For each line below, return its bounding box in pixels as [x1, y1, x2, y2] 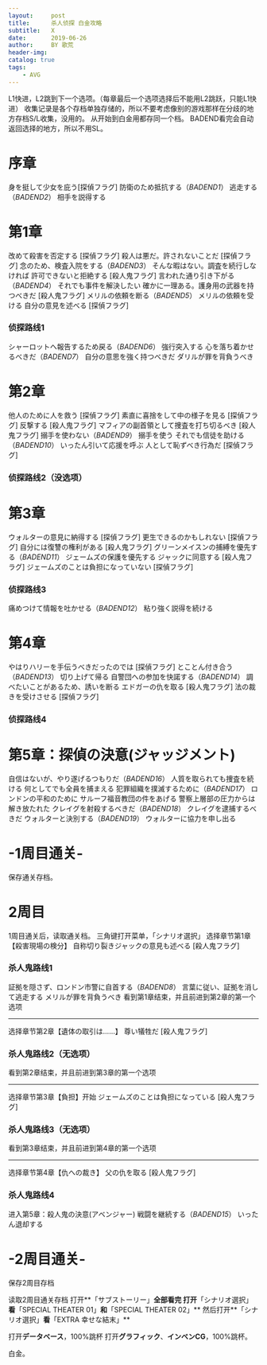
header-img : [8, 49, 48, 56]
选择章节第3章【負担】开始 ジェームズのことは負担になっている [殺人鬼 [8, 1092, 242, 1102]
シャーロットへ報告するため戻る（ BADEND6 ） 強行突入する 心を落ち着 [8, 341, 241, 351]
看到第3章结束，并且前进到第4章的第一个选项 [8, 1143, 157, 1153]
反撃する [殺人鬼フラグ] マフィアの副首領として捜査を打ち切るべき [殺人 [19, 420, 256, 430]
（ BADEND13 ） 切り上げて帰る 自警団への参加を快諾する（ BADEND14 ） [8, 671, 245, 681]
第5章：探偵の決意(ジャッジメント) [8, 745, 236, 764]
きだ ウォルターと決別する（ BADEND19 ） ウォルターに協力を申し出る [8, 813, 237, 823]
